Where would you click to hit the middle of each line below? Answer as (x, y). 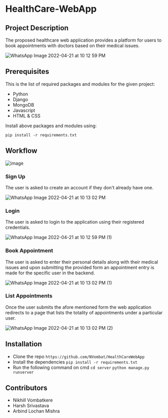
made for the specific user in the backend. (50, 273)
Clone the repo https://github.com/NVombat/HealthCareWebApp (79, 356)
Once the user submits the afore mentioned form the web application (78, 307)
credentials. (18, 227)
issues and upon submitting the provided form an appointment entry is (80, 267)
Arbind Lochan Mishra (36, 411)
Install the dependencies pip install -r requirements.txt (75, 362)
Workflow (21, 151)
